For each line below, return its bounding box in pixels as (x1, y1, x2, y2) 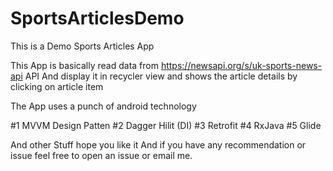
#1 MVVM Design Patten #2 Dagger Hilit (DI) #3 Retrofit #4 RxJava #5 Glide (10, 119, 322, 131)
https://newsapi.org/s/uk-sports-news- (160, 59, 323, 71)
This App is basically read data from (10, 59, 159, 71)
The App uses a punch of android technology (10, 100, 197, 112)
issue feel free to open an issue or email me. (10, 149, 193, 161)
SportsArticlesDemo (10, 7, 185, 30)
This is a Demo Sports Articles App (10, 40, 155, 52)
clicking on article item (10, 80, 104, 92)
